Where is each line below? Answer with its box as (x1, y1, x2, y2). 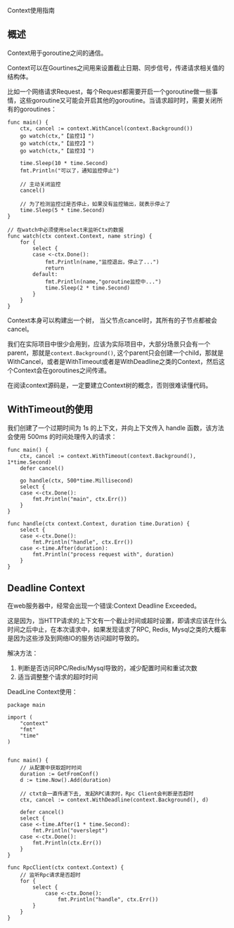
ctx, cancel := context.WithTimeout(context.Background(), (20, 452, 197, 459)
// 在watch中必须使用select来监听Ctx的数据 (7, 226, 124, 233)
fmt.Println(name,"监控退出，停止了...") (44, 259, 160, 266)
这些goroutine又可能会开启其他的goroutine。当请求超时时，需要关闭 (19, 96, 217, 104)
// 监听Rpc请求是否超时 (20, 872, 81, 879)
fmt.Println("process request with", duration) (32, 551, 174, 558)
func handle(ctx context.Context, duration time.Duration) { (7, 520, 190, 527)
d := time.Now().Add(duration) (20, 777, 112, 784)
